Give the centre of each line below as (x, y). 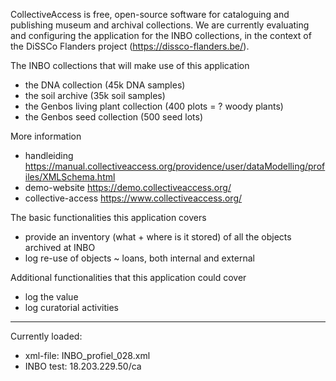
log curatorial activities (71, 307)
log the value (51, 297)
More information (46, 136)
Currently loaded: (46, 336)
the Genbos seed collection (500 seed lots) (114, 117)
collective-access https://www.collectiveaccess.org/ (133, 198)
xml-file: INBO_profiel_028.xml (87, 355)
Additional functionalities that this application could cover (128, 277)
